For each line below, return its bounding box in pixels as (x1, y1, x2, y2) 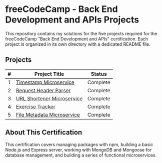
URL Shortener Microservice (15, 95, 83, 102)
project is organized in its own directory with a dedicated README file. (5, 41, 150, 47)
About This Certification (5, 128, 82, 137)
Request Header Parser (15, 87, 71, 94)
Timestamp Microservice (15, 79, 74, 86)
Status (90, 70, 107, 77)
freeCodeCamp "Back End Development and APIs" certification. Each (5, 36, 148, 42)
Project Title (34, 70, 64, 77)
